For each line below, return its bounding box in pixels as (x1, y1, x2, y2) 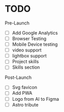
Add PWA (12, 90, 33, 96)
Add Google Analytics (12, 30, 58, 36)
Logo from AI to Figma (12, 96, 59, 102)
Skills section (12, 64, 40, 70)
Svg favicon (12, 85, 38, 91)
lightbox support (12, 53, 47, 59)
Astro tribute (12, 101, 39, 107)
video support (12, 47, 42, 53)
